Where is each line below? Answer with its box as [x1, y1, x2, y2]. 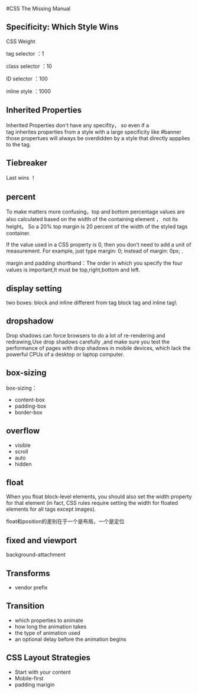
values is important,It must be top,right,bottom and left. [6, 266, 141, 274]
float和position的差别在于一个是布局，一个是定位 [6, 518, 125, 525]
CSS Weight [6, 38, 35, 45]
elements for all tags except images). [6, 505, 96, 513]
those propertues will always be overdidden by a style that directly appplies [6, 134, 190, 141]
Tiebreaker [6, 158, 48, 168]
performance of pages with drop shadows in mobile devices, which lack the [6, 344, 191, 351]
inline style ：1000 [6, 87, 51, 95]
